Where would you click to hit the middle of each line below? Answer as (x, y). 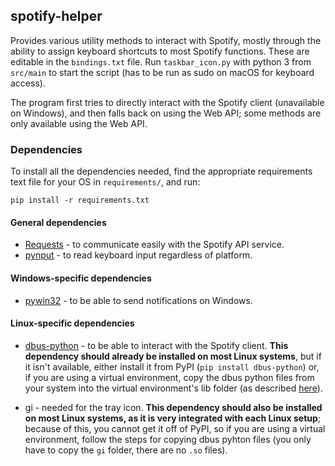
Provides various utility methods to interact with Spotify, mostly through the (166, 40)
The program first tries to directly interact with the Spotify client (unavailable (167, 102)
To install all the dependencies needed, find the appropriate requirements (161, 171)
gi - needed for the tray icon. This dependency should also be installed (173, 407)
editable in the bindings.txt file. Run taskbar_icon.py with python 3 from (161, 61)
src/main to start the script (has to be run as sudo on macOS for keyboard (162, 72)
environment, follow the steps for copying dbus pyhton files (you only (168, 439)
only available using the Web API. (79, 123)
